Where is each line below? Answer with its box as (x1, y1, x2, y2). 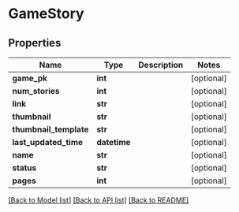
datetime (96, 137, 132, 147)
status (12, 162, 37, 173)
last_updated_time (12, 137, 84, 147)
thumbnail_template (12, 124, 89, 135)
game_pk (12, 73, 48, 84)
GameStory (8, 5, 84, 23)
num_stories (12, 86, 61, 96)
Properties (8, 36, 62, 50)
